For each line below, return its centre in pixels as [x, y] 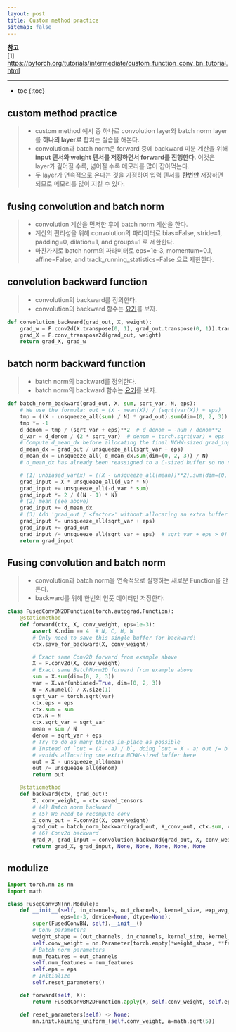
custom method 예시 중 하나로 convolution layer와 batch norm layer [131, 131]
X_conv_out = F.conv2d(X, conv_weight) [91, 820]
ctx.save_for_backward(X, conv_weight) [91, 644]
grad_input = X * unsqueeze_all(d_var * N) [85, 482]
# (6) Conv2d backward [66, 833]
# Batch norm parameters [69, 950]
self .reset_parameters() [69, 983]
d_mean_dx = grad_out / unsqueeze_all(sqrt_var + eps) [102, 449]
